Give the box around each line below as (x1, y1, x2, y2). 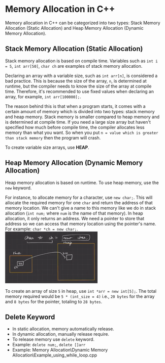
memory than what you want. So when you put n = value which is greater (5, 130, 159, 136)
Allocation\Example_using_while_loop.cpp (12, 352, 98, 358)
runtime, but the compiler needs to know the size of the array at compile (5, 83, 152, 89)
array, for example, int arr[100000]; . (5, 93, 81, 99)
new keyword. (5, 184, 32, 191)
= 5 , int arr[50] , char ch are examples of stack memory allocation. (5, 63, 143, 69)
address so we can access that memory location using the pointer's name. (5, 221, 157, 227)
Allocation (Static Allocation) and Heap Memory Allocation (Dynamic (5, 25, 144, 31)
